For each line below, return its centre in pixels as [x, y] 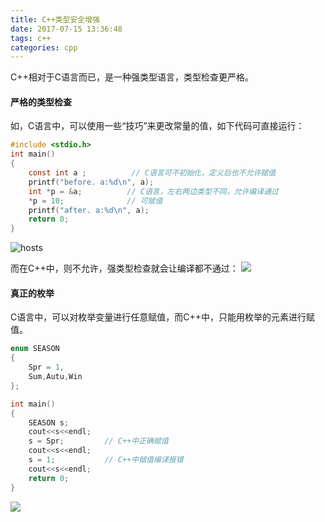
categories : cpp [44, 47]
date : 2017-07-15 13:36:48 [66, 29]
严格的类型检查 [41, 102]
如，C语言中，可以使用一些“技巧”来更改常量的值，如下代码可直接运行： [157, 126]
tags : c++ [31, 38]
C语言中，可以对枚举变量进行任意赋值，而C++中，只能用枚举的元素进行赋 [162, 317]
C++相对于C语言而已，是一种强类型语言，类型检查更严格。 [132, 77]
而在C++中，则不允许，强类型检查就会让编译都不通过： [124, 268]
